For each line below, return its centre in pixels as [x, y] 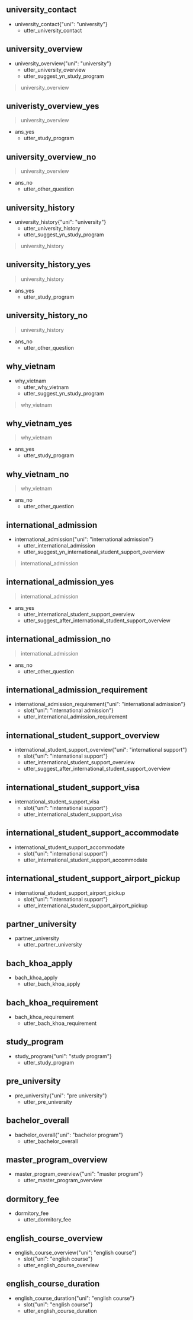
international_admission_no [59, 639]
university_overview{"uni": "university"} [63, 63]
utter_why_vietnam [46, 387]
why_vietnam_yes [39, 423]
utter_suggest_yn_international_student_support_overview [94, 552]
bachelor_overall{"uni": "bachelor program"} [69, 1135]
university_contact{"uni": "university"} [61, 24]
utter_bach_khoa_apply [52, 984]
